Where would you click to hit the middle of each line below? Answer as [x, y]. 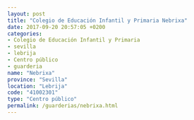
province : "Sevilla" [38, 79]
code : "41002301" [33, 92]
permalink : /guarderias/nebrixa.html [63, 106]
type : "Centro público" [42, 100]
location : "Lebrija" [38, 86]
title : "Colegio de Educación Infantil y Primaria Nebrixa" [98, 20]
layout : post [26, 14]
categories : [25, 34]
